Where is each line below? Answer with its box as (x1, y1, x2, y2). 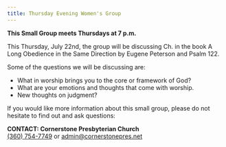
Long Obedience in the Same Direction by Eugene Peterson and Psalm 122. (7, 49, 220, 58)
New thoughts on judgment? (16, 91, 98, 99)
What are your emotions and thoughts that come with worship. (16, 83, 194, 91)
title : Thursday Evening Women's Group (7, 10, 122, 17)
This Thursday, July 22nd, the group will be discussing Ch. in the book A (7, 42, 213, 50)
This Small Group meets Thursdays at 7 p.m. (7, 29, 137, 37)
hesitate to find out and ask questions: (7, 111, 115, 120)
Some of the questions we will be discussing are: (7, 63, 146, 71)
